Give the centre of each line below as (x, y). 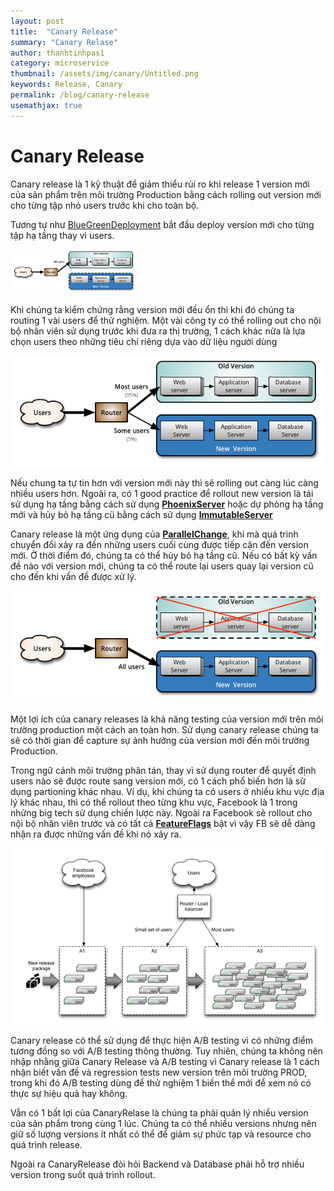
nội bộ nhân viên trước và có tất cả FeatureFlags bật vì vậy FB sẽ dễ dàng (163, 823)
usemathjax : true (46, 105)
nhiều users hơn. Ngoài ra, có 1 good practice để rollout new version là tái (162, 494)
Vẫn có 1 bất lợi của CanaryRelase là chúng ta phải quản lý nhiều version (159, 1112)
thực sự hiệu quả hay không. (69, 1093)
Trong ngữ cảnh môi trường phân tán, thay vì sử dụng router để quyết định (163, 770)
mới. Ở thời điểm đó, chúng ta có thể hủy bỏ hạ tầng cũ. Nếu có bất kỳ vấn (164, 556)
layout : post (37, 21)
